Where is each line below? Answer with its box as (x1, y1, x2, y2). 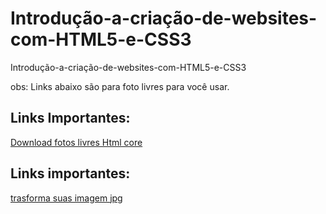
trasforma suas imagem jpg (10, 192, 123, 204)
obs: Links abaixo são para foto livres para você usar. (10, 80, 230, 92)
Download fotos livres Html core (10, 136, 143, 148)
